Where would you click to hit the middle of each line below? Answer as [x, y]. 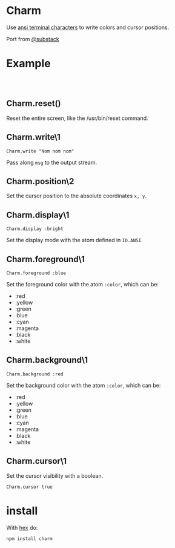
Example [28, 64]
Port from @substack [33, 39]
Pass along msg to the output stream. [52, 162]
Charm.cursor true [29, 487]
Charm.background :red [35, 374]
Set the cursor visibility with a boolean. [55, 475]
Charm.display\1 [38, 215]
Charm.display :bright [35, 229]
